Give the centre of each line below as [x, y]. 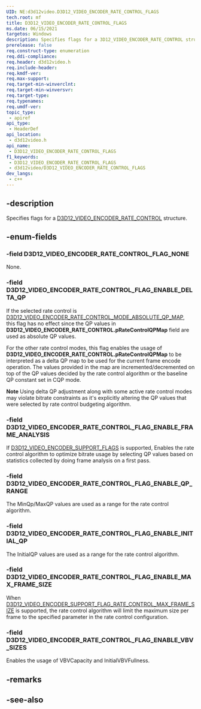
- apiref [20, 118]
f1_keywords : [22, 157]
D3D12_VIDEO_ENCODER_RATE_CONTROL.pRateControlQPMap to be [94, 354]
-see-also [25, 700]
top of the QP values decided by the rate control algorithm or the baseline [97, 373]
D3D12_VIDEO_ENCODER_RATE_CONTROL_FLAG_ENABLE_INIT [100, 534]
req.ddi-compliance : [32, 56]
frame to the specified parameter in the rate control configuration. [87, 617]
